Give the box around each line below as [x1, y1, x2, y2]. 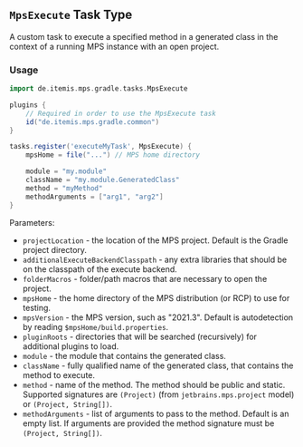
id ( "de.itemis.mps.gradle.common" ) [25, 117, 160, 126]
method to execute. [22, 369, 96, 380]
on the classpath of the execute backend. [22, 263, 178, 275]
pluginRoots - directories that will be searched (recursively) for [22, 331, 258, 342]
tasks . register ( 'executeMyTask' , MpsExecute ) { [9, 142, 193, 151]
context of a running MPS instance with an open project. [9, 41, 220, 52]
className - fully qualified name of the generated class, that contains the [22, 360, 294, 371]
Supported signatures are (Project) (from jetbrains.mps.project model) [22, 389, 295, 400]
